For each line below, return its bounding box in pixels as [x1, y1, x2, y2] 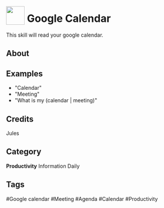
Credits [6, 114, 34, 124]
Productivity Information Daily [6, 162, 80, 170]
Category [6, 147, 42, 157]
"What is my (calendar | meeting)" [14, 97, 98, 104]
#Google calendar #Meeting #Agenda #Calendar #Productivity [6, 195, 158, 202]
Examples [6, 69, 43, 79]
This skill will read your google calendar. [6, 31, 104, 38]
